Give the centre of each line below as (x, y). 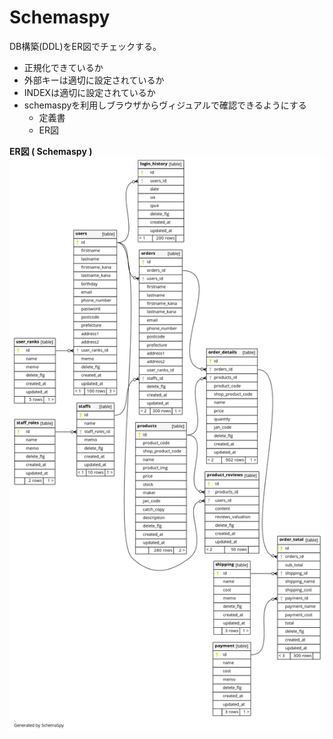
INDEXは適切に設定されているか (89, 92)
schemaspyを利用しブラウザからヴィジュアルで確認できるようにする (165, 105)
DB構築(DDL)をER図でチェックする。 (85, 46)
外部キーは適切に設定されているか (94, 80)
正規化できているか (63, 67)
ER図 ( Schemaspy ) (51, 151)
